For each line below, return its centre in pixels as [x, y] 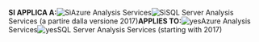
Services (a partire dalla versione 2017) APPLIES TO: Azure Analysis [130, 21]
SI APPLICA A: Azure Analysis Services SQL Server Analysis [121, 13]
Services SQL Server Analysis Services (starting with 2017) [115, 29]
